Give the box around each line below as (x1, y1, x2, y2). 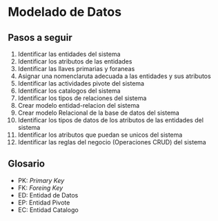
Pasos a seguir (8, 32, 72, 44)
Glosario (8, 158, 46, 170)
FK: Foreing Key (17, 184, 63, 192)
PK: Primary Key (17, 176, 65, 184)
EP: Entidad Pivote (17, 198, 70, 206)
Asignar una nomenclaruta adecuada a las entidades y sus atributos (17, 72, 211, 80)
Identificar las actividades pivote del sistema (17, 79, 144, 87)
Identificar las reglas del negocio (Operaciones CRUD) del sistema (17, 138, 206, 146)
